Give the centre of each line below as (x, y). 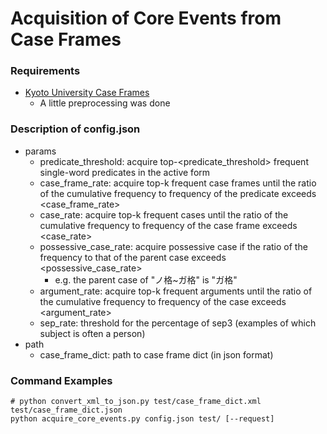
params (40, 151)
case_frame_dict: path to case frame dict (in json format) (156, 354)
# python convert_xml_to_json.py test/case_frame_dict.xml (136, 402)
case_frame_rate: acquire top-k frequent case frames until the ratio (178, 183)
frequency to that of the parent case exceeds (133, 257)
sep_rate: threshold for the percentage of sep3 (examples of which (178, 323)
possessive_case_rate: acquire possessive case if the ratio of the (173, 246)
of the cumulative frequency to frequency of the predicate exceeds (178, 193)
